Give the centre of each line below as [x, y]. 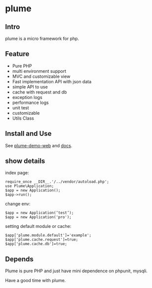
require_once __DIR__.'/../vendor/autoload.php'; [57, 182]
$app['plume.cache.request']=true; [42, 240]
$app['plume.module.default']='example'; [48, 235]
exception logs [27, 97]
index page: [17, 173]
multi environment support [39, 71]
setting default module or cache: [38, 226]
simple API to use [30, 87]
